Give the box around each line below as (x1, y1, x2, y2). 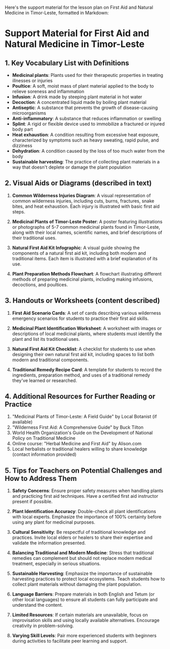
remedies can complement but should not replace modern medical (12, 555, 152, 561)
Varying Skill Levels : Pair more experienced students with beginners (12, 633, 157, 639)
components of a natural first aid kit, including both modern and (12, 250, 146, 256)
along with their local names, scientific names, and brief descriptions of (12, 229, 162, 235)
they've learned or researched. (12, 377, 77, 384)
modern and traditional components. (12, 357, 89, 363)
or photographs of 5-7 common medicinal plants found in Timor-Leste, (12, 224, 160, 230)
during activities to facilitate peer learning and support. (12, 638, 128, 644)
